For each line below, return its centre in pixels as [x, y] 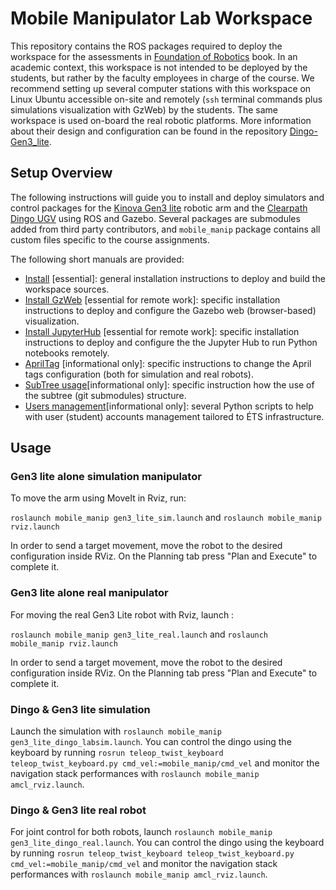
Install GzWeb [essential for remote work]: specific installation [152, 299]
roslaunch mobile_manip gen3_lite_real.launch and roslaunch [139, 634]
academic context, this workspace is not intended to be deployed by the [159, 67]
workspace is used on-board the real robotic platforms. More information [161, 120]
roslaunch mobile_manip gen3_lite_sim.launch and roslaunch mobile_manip [166, 518]
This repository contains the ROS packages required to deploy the [146, 46]
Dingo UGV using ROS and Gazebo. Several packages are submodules [155, 218]
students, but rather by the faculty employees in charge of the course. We [162, 78]
